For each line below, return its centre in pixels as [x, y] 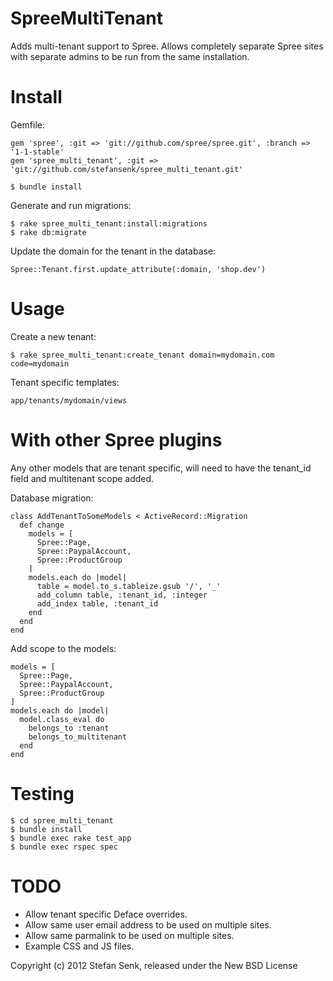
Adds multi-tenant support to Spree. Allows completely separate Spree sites [167, 46]
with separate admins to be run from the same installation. [130, 56]
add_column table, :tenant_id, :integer [122, 595]
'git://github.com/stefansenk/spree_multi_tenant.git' [127, 169]
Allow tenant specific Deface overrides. [106, 914]
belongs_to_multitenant [78, 737]
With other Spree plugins [116, 440]
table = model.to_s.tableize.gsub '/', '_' [129, 586]
